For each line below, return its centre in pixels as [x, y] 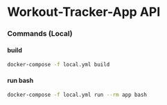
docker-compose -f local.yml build [59, 65]
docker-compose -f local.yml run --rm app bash [77, 95]
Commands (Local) [40, 34]
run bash [20, 80]
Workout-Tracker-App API [84, 12]
